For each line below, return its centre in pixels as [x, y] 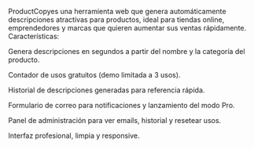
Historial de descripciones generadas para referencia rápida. [107, 90]
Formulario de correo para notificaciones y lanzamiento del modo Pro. [121, 105]
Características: [34, 36]
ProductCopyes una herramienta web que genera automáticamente [117, 11]
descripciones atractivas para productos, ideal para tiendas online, [116, 20]
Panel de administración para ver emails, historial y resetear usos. [115, 120]
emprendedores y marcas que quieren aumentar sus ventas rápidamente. [127, 28]
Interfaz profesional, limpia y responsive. [74, 135]
